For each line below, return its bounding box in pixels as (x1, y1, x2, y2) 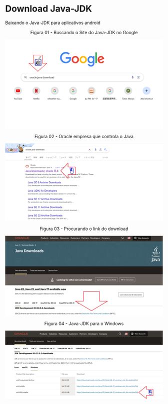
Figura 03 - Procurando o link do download (39, 226, 128, 232)
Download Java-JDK (5, 3, 92, 15)
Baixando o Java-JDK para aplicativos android (5, 20, 101, 26)
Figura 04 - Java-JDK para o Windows (44, 321, 124, 327)
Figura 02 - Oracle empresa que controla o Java (34, 134, 134, 140)
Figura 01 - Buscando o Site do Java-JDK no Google (30, 29, 138, 35)
